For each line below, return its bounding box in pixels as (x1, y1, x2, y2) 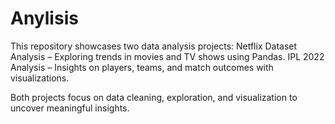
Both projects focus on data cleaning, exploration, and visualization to (10, 91, 298, 103)
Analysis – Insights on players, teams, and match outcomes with (10, 61, 274, 73)
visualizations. (10, 72, 70, 84)
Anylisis (10, 7, 79, 30)
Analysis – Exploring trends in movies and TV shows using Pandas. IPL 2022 (10, 50, 325, 62)
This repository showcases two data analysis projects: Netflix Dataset (10, 40, 298, 52)
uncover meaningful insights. (10, 102, 130, 114)
